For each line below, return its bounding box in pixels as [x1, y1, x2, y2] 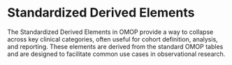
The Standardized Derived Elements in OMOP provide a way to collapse [7, 28, 214, 36]
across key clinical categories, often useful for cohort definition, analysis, [7, 35, 218, 43]
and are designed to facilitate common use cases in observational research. [7, 50, 226, 58]
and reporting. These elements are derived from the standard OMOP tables [7, 42, 224, 50]
